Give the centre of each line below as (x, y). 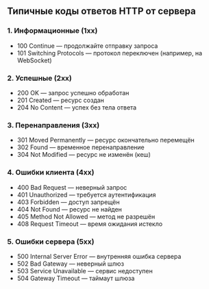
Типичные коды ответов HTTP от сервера (102, 11)
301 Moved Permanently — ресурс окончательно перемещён (106, 140)
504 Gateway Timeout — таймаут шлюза (76, 278)
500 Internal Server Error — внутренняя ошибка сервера (99, 256)
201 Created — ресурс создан (61, 100)
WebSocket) (35, 60)
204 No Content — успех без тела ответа (77, 107)
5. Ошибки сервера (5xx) (51, 241)
